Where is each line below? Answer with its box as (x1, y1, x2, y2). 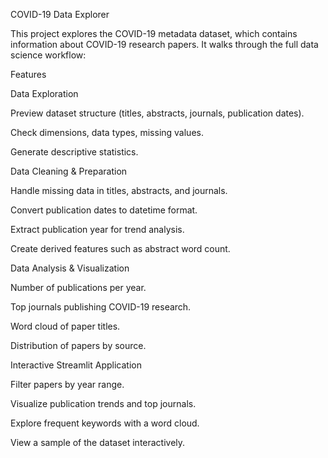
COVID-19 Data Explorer (10, 9, 110, 20)
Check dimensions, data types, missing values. (10, 127, 204, 138)
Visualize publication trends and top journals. (10, 398, 197, 409)
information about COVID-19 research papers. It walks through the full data (10, 39, 319, 50)
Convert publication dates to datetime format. (10, 204, 198, 216)
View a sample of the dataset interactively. (10, 437, 186, 448)
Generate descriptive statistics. (10, 146, 139, 158)
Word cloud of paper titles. (10, 320, 121, 332)
